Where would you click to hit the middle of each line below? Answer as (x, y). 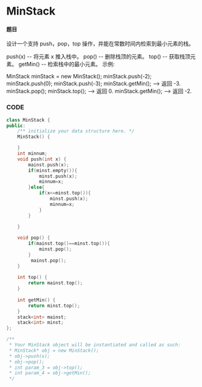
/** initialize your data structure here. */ (76, 131)
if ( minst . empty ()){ (53, 170)
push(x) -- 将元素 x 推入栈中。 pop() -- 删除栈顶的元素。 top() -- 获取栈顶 (98, 57)
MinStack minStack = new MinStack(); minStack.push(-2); (79, 77)
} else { (37, 187)
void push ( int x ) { (42, 159)
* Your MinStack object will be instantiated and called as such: (95, 345)
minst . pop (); (55, 249)
